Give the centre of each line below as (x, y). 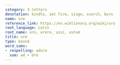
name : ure (15, 19)
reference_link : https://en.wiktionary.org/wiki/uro (60, 23)
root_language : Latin (27, 28)
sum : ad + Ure (24, 55)
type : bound (17, 42)
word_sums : (16, 46)
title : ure (16, 37)
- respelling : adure (26, 50)
